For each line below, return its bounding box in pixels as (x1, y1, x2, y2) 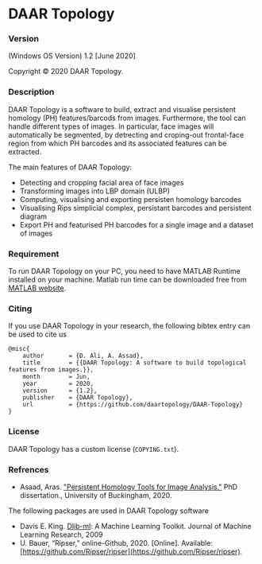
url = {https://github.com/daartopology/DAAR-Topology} (22, 401, 244, 409)
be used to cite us (8, 329, 67, 339)
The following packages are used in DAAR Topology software (8, 506, 209, 515)
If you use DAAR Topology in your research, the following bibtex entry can (8, 321, 251, 331)
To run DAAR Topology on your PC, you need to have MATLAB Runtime (8, 266, 241, 276)
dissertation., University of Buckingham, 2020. (19, 490, 172, 500)
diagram (19, 212, 48, 221)
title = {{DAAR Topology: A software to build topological (22, 359, 247, 367)
